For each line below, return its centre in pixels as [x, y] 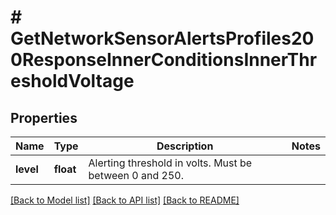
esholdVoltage [72, 81]
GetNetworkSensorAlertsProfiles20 [162, 38]
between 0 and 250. [136, 175]
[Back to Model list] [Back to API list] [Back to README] [125, 200]
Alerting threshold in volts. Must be [170, 163]
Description [185, 146]
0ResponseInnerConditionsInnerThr [164, 60]
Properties [44, 117]
